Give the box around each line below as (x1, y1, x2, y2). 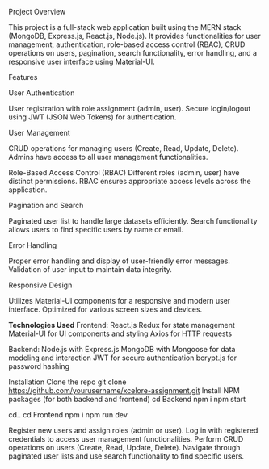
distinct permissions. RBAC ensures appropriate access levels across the (8, 177, 252, 186)
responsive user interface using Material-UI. (8, 57, 155, 66)
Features (8, 73, 38, 82)
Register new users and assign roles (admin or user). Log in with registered (8, 425, 258, 435)
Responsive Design (8, 280, 73, 290)
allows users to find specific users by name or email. (8, 225, 183, 234)
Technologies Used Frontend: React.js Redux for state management (8, 320, 236, 329)
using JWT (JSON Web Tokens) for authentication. (8, 112, 177, 122)
